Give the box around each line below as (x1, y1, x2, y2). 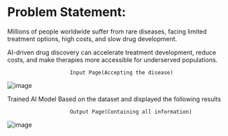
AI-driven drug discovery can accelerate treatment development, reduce (7, 48, 217, 56)
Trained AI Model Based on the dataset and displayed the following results (7, 95, 222, 103)
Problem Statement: (7, 4, 127, 20)
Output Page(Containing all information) (69, 108, 192, 115)
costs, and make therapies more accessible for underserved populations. (7, 55, 218, 63)
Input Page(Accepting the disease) (69, 69, 173, 76)
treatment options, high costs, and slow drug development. (7, 34, 178, 43)
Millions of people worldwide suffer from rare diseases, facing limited (7, 27, 208, 36)
